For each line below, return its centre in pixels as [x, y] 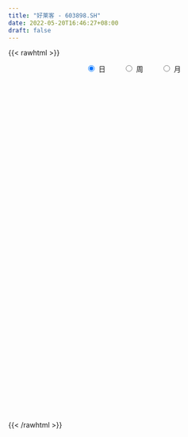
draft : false [30, 30]
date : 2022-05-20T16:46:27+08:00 [63, 23]
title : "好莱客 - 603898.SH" [55, 15]
